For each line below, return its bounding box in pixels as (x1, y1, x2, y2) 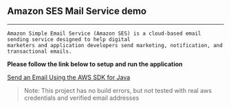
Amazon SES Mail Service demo (7, 5, 146, 17)
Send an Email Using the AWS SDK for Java (7, 73, 131, 81)
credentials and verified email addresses (23, 94, 140, 102)
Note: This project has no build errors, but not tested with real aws (23, 86, 212, 94)
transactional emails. (7, 48, 72, 55)
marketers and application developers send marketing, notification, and (7, 42, 223, 49)
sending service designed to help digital (7, 36, 131, 43)
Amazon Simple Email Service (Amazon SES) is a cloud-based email (7, 30, 201, 37)
